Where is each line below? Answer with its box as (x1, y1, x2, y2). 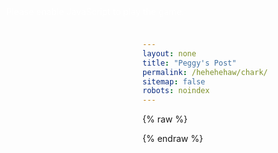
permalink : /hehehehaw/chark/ (142, 67, 269, 77)
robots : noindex (142, 86, 210, 96)
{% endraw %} (142, 133, 204, 145)
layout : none (142, 48, 197, 59)
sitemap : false (142, 76, 206, 87)
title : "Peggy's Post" (142, 58, 237, 68)
